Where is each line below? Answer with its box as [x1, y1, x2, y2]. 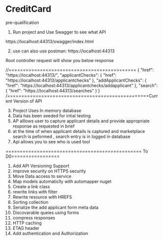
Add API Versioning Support [12, 163, 70, 169]
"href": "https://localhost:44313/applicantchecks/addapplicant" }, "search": [5, 82, 158, 88]
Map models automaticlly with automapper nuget [12, 178, 112, 184]
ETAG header [12, 225, 40, 231]
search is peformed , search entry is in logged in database [12, 133, 131, 139]
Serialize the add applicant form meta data [12, 204, 99, 210]
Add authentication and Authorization [12, 230, 89, 236]
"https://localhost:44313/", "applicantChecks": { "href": [5, 72, 117, 78]
